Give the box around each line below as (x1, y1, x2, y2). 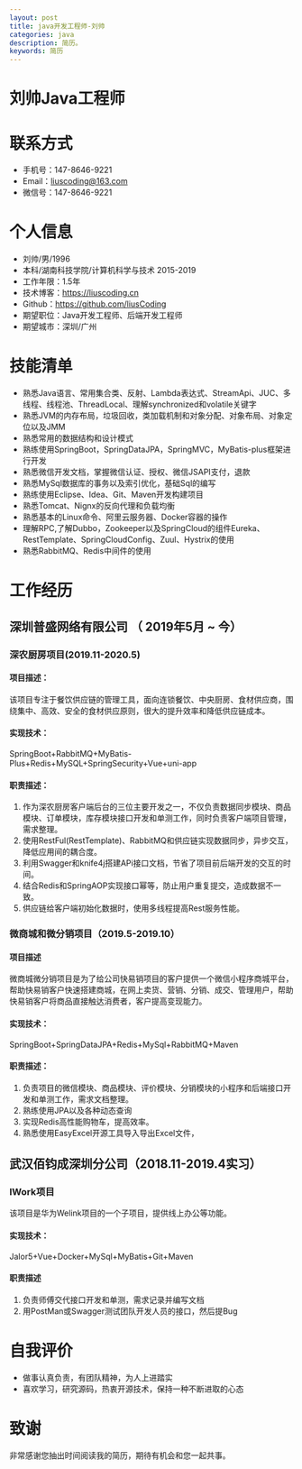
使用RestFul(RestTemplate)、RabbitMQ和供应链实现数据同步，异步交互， (22, 835, 293, 846)
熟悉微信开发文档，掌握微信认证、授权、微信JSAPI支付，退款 (22, 466, 251, 478)
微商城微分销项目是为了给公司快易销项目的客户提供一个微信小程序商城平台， (9, 973, 294, 984)
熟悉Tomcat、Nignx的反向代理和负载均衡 (22, 500, 176, 511)
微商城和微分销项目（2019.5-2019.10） (9, 928, 180, 941)
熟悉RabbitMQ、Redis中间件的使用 (22, 546, 151, 556)
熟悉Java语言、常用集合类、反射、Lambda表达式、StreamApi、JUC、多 (22, 388, 291, 399)
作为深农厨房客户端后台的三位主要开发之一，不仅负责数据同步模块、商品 (22, 802, 291, 813)
